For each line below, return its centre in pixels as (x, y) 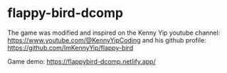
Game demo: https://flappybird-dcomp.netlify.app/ (81, 61)
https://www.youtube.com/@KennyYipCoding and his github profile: (107, 40)
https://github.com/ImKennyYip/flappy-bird (70, 47)
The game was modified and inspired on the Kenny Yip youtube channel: (114, 33)
